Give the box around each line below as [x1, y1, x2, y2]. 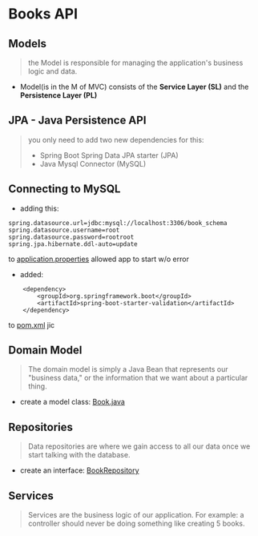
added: [19, 269, 44, 279]
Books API [8, 5, 79, 23]
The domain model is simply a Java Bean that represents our [27, 365, 228, 374]
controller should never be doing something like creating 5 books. [27, 518, 245, 529]
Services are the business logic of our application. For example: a [27, 510, 244, 520]
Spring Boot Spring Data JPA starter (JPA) [39, 150, 179, 160]
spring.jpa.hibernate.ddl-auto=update [8, 240, 138, 248]
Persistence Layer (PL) [19, 91, 98, 100]
